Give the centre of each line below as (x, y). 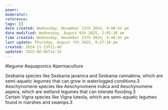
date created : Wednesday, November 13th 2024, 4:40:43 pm (67, 28)
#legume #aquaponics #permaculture (44, 66)
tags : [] (14, 24)
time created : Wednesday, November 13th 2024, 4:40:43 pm (67, 38)
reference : (17, 19)
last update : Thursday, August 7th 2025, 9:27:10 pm (61, 42)
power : (12, 10)
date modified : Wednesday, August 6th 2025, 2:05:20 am (65, 33)
